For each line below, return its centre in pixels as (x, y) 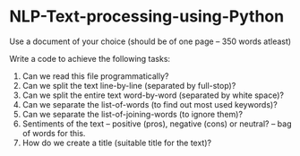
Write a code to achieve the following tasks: (90, 58)
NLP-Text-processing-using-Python (147, 17)
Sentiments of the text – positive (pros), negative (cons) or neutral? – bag (157, 124)
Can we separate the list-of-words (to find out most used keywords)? (150, 104)
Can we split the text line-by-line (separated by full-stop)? (129, 85)
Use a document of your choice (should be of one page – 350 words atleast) (150, 41)
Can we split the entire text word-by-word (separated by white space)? (153, 95)
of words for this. (54, 133)
